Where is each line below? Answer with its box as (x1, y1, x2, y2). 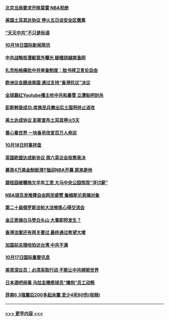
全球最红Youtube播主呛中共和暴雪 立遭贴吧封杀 (5, 92, 104, 98)
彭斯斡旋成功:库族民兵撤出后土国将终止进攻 (5, 104, 95, 111)
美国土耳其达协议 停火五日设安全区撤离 (5, 17, 86, 23)
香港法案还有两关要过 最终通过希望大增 (5, 230, 86, 236)
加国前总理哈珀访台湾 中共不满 (5, 242, 68, 248)
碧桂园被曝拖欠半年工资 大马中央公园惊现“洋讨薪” (5, 179, 108, 185)
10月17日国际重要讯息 (5, 254, 50, 260)
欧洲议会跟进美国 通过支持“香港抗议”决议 (5, 80, 91, 86)
